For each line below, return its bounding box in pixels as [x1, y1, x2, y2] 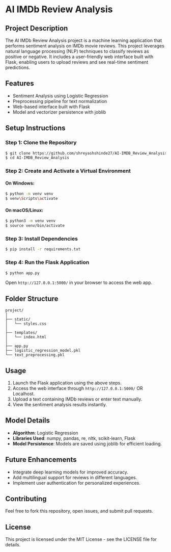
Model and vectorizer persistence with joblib [12, 109, 106, 115]
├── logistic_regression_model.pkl [5, 348, 81, 353]
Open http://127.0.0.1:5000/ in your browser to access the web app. [5, 279, 153, 286]
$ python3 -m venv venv [5, 218, 56, 224]
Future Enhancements [5, 455, 77, 464]
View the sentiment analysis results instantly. [12, 402, 107, 408]
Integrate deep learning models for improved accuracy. [12, 469, 129, 475]
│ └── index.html [5, 335, 47, 340]
